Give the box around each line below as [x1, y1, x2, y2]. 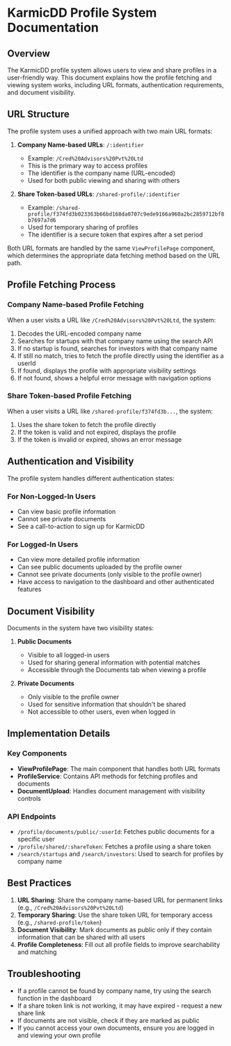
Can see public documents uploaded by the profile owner [17, 563, 182, 571]
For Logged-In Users [7, 539, 79, 549]
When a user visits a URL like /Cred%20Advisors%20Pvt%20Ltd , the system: [7, 315, 216, 324]
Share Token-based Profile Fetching [7, 391, 132, 401]
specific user [17, 835, 55, 843]
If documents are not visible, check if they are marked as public [17, 1016, 200, 1024]
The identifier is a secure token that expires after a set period [27, 230, 203, 239]
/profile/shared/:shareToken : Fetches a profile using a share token [17, 842, 211, 851]
